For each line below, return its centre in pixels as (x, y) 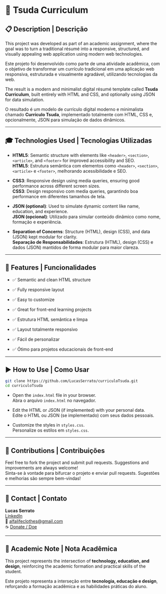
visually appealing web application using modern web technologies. (74, 54)
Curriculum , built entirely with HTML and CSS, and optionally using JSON (80, 94)
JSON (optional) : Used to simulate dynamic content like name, (76, 206)
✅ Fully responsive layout (38, 290)
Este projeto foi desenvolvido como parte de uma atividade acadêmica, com (83, 64)
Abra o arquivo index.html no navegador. (54, 401)
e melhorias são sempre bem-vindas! (43, 478)
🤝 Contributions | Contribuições (55, 451)
